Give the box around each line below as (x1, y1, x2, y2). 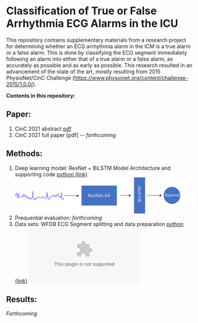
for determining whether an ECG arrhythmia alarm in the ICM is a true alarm (6, 43, 191, 50)
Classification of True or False (6, 4, 157, 18)
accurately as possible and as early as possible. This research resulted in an (6, 61, 193, 69)
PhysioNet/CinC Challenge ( (6, 74, 75, 81)
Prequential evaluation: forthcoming (14, 214, 103, 221)
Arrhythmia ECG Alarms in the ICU (6, 17, 178, 30)
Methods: (6, 148, 43, 159)
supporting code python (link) (14, 170, 88, 178)
